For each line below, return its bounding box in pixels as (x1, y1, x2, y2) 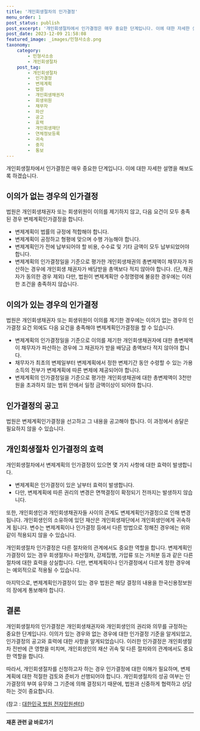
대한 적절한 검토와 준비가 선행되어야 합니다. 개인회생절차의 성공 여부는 (21, 673, 185, 680)
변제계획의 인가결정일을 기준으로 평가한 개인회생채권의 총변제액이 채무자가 (14, 258, 187, 266)
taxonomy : (6, 42, 31, 48)
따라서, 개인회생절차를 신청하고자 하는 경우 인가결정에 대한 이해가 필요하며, (6, 665, 180, 672)
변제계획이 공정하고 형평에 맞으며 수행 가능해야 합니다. (14, 236, 141, 243)
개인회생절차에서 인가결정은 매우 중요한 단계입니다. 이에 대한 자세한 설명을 (6, 165, 178, 172)
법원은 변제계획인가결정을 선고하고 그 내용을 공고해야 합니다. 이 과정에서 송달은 (6, 417, 189, 424)
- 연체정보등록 (27, 131, 61, 137)
